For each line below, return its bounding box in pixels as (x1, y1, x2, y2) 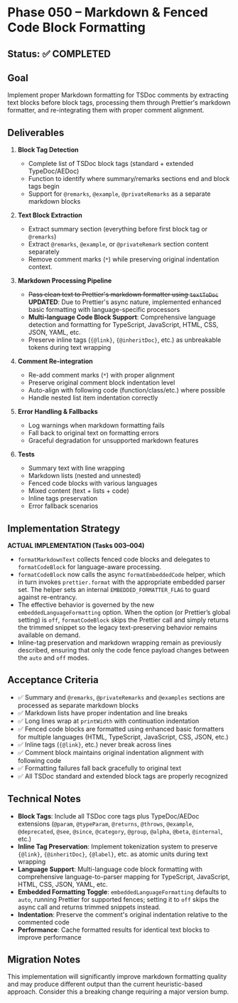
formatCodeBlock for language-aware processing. (17, 563, 162, 571)
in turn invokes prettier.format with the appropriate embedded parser (17, 578, 226, 586)
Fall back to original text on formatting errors (28, 429, 159, 437)
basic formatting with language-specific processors (28, 306, 180, 314)
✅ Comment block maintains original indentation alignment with (17, 748, 204, 757)
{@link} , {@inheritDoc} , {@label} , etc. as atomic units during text (17, 849, 208, 858)
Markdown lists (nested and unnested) (28, 472, 141, 480)
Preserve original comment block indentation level (28, 378, 175, 387)
